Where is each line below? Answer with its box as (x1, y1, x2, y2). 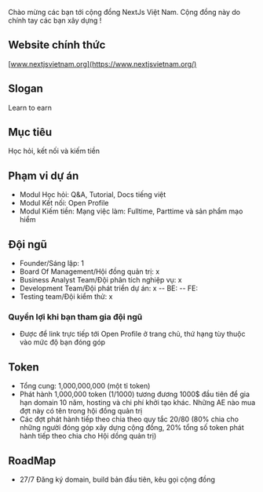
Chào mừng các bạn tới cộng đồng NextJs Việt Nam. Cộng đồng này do (8, 8, 241, 16)
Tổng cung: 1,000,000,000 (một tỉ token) (19, 381, 151, 391)
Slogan (8, 82, 43, 96)
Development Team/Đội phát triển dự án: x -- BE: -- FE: (19, 283, 199, 293)
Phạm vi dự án (8, 169, 79, 182)
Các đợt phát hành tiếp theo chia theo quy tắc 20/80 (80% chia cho (19, 414, 239, 424)
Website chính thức (8, 38, 106, 52)
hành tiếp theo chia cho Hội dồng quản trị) (19, 432, 157, 441)
